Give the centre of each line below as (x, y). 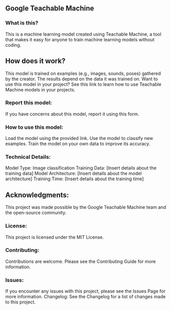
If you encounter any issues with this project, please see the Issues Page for (86, 291)
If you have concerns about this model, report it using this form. (72, 114)
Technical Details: (28, 157)
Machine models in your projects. (40, 89)
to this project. (20, 302)
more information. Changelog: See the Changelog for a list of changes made (86, 297)
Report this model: (29, 103)
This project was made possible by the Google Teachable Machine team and (86, 207)
